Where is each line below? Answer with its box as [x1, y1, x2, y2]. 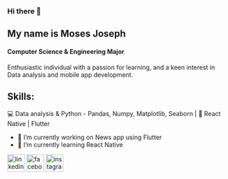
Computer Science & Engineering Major [7, 47, 124, 55]
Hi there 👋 [7, 6, 42, 16]
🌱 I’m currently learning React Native [17, 141, 124, 149]
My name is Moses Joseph [7, 28, 126, 40]
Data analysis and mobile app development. [7, 70, 134, 79]
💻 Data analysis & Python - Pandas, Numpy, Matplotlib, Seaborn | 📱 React [7, 110, 221, 118]
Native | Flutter [7, 120, 50, 128]
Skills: [7, 90, 35, 102]
